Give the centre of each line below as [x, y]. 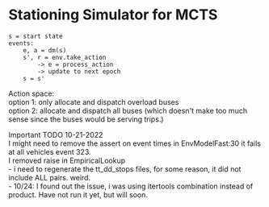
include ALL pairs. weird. [50, 177]
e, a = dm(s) [45, 50]
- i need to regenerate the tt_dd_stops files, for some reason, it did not [125, 169]
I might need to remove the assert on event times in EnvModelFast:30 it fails [134, 143]
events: [21, 43]
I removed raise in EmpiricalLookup [67, 160]
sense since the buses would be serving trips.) [86, 119]
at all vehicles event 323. [50, 151]
